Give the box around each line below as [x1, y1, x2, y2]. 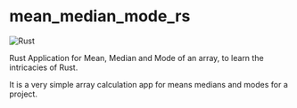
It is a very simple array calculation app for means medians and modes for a [9, 79, 288, 89]
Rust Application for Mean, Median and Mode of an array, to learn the [9, 52, 265, 63]
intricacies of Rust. [9, 62, 78, 73]
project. [9, 89, 38, 99]
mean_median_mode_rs [9, 6, 191, 27]
